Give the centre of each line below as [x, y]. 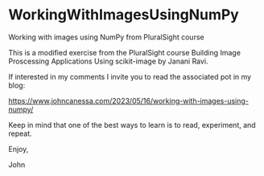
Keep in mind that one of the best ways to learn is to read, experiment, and [132, 125]
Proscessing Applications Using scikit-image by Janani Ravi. [108, 61]
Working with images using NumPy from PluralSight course [106, 37]
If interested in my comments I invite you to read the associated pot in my [130, 76]
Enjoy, [19, 149]
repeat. [20, 133]
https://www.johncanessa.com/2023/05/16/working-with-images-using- [129, 100]
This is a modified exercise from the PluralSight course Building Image [125, 52]
